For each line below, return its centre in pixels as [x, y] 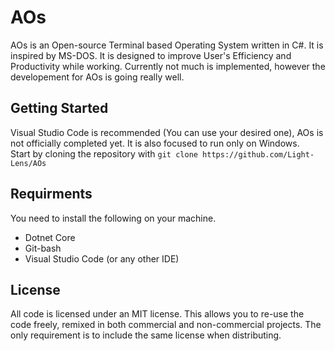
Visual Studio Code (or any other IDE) [102, 258]
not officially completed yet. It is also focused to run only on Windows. [155, 143]
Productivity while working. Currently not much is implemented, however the [168, 66]
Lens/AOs [28, 163]
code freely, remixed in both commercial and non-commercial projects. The [166, 325]
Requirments [51, 194]
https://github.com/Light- [258, 154]
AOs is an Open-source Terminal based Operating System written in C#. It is [167, 45]
